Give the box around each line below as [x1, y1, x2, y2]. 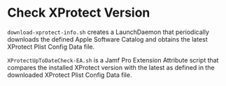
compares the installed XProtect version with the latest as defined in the [7, 63, 215, 71]
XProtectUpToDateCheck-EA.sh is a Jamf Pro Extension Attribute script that [7, 55, 219, 64]
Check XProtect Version [7, 5, 150, 21]
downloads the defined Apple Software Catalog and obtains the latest [7, 35, 208, 43]
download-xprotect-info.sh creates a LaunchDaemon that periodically [7, 28, 210, 36]
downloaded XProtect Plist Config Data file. [7, 71, 132, 79]
